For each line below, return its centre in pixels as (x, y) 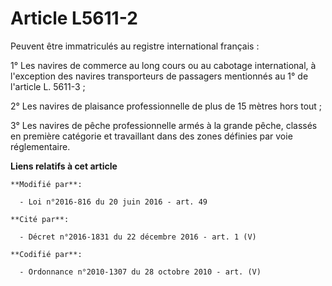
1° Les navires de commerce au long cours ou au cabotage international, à (163, 65)
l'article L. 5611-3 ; (48, 86)
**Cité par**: (40, 219)
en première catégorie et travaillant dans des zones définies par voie (151, 136)
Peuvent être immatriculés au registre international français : (135, 46)
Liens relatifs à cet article (64, 166)
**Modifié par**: (46, 184)
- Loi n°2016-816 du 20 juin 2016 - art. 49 (113, 202)
